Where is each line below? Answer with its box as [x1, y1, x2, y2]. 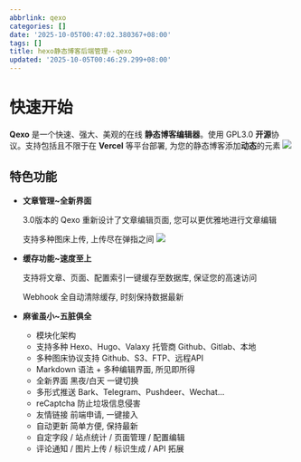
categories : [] [9, 22, 67, 31]
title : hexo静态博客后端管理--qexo [9, 47, 133, 56]
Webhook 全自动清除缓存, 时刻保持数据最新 [22, 291, 184, 302]
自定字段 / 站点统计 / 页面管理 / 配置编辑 [35, 431, 185, 442]
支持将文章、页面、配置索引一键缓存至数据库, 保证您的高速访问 [22, 272, 258, 283]
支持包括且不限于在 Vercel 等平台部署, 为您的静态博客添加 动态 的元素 [24, 140, 281, 150]
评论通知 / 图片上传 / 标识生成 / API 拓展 [35, 443, 184, 454]
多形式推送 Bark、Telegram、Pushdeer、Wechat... [35, 386, 225, 397]
